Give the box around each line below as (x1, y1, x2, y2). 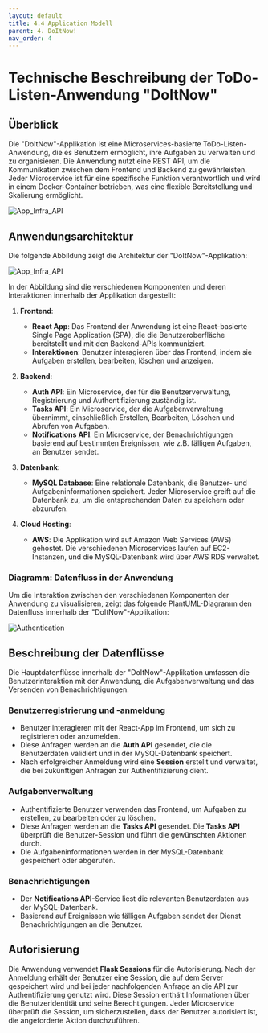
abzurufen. (31, 504, 68, 513)
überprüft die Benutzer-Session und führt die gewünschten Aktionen (19, 829, 247, 839)
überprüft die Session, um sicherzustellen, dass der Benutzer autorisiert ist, (8, 1006, 258, 1016)
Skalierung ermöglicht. (8, 191, 83, 200)
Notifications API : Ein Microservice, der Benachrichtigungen (31, 430, 233, 439)
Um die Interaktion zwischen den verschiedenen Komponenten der (8, 591, 229, 600)
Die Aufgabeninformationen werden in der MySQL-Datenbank (19, 846, 224, 857)
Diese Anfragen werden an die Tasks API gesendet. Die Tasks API (19, 821, 241, 831)
